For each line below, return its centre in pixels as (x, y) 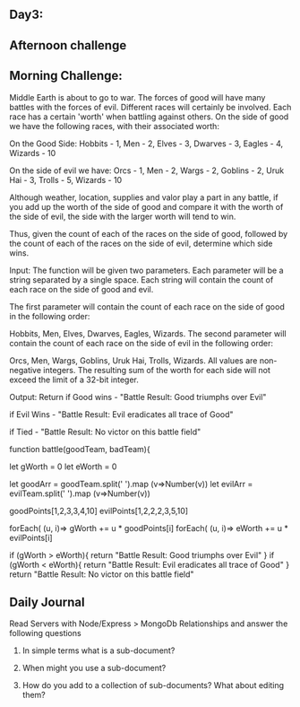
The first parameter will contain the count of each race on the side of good (147, 306)
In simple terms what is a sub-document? (99, 650)
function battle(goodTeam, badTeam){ (80, 449)
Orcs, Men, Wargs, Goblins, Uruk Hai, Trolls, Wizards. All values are (133, 360)
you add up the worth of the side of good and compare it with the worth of (146, 206)
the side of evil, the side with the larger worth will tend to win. (123, 216)
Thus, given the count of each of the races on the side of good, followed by (149, 233)
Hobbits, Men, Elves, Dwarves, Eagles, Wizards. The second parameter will (148, 333)
